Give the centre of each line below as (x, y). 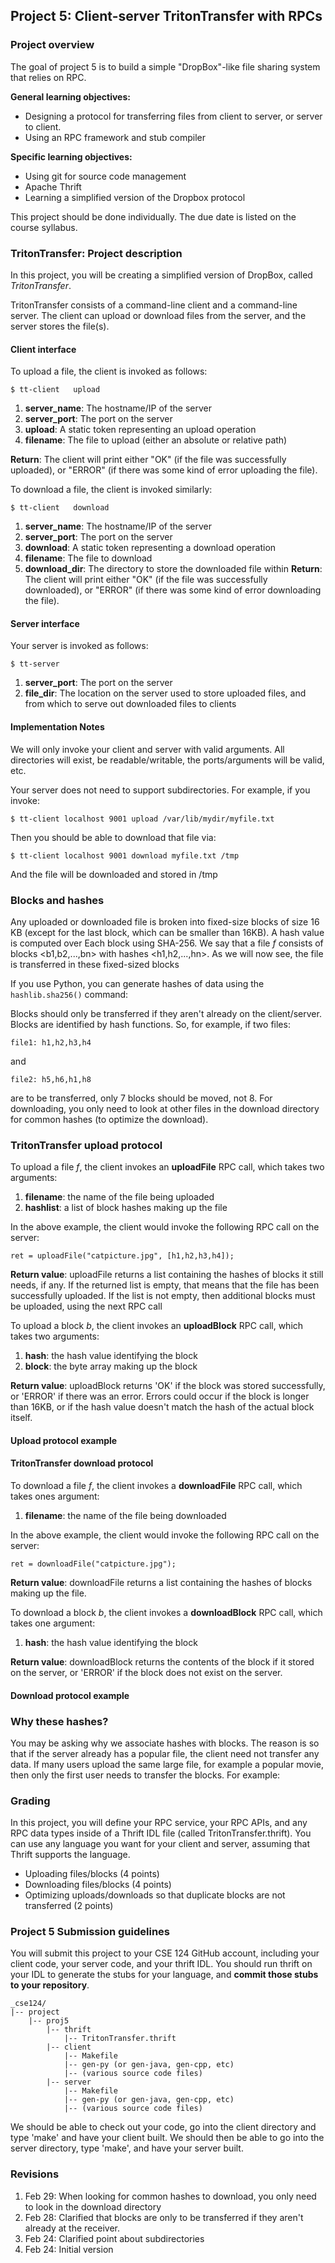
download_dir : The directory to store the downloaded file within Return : (173, 569)
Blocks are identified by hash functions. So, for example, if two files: (150, 1024)
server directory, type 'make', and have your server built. (127, 2148)
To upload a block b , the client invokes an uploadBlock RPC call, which (157, 1326)
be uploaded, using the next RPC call (86, 1306)
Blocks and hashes (57, 900)
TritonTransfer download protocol (82, 1463)
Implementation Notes (57, 726)
